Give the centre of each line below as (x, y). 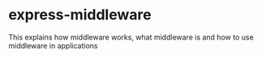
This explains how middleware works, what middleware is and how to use (131, 37)
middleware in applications (53, 45)
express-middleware (80, 15)
